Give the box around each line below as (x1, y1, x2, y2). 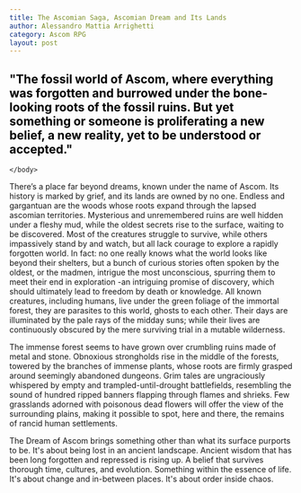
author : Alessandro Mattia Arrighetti (9, 22, 155, 31)
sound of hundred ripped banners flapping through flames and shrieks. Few (9, 390, 290, 401)
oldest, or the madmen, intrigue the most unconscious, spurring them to (9, 267, 276, 278)
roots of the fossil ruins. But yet (54, 100, 235, 115)
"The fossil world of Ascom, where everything (9, 71, 274, 86)
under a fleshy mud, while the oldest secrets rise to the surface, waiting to (9, 219, 285, 230)
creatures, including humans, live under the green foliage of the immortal (9, 295, 279, 306)
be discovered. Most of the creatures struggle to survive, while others (9, 229, 268, 240)
